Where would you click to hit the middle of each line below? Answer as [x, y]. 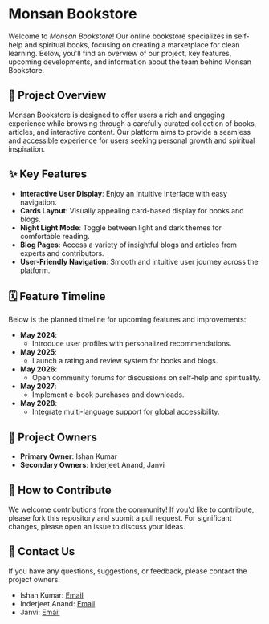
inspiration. [27, 148]
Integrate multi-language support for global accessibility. [126, 412]
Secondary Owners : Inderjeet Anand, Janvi [92, 465]
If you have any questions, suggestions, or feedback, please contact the [128, 571]
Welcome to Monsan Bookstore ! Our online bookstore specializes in [120, 36]
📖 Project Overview [57, 96]
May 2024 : [39, 335]
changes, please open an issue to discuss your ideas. [97, 527]
